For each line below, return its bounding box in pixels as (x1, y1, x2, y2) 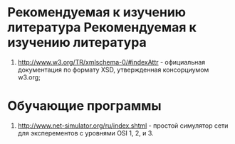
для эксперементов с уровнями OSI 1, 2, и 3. (17, 128, 155, 137)
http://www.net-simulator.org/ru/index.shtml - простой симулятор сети (17, 121, 229, 130)
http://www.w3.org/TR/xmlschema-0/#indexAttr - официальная (17, 57, 206, 66)
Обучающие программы (7, 98, 162, 114)
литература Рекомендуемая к (7, 19, 197, 35)
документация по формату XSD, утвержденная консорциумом (17, 65, 209, 74)
